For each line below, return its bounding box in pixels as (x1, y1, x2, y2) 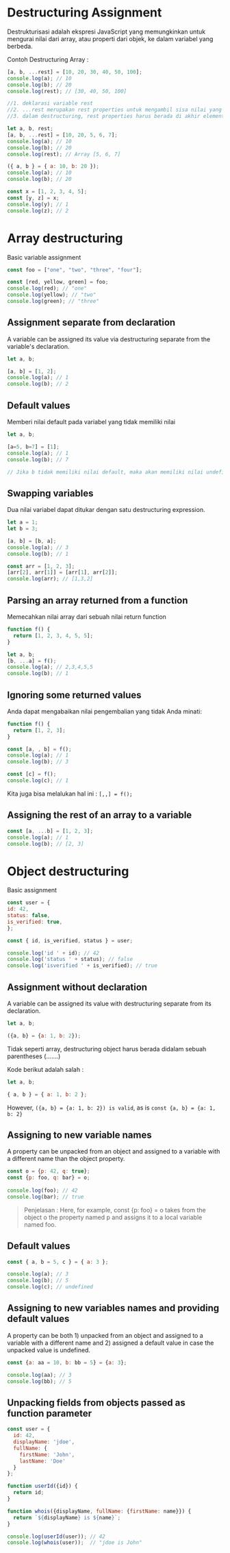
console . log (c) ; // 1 (7, 777, 69, 784)
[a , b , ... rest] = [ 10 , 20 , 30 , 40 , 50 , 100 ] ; (7, 69, 142, 75)
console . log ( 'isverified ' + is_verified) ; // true (7, 962, 157, 969)
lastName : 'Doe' (19, 1458, 66, 1465)
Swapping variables (7, 487, 94, 499)
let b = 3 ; (7, 526, 38, 533)
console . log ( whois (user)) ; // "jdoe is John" (7, 1539, 142, 1546)
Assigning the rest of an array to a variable (7, 809, 192, 821)
